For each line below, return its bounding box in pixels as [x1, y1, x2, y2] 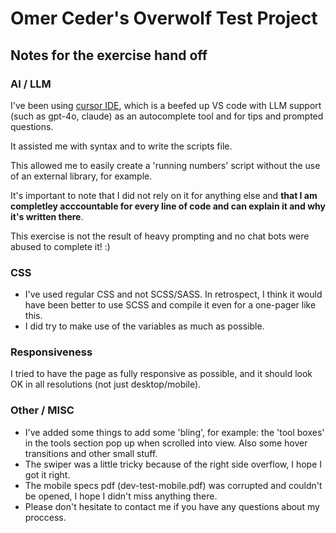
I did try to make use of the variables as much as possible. [24, 320, 265, 332]
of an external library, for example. [10, 170, 153, 182]
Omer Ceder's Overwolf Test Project [10, 7, 318, 30]
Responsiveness [10, 345, 93, 359]
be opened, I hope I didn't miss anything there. [24, 490, 218, 502]
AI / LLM [10, 77, 52, 91]
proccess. [24, 511, 67, 523]
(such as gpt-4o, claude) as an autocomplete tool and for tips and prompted [10, 110, 324, 122]
